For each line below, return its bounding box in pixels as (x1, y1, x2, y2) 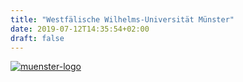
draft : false (10, 33, 65, 43)
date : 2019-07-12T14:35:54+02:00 (10, 24, 150, 34)
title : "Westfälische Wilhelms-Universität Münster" (10, 14, 235, 25)
